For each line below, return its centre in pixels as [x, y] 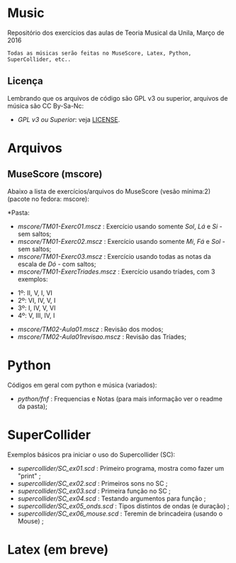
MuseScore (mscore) [55, 174]
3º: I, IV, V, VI [36, 308]
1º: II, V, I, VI [35, 293]
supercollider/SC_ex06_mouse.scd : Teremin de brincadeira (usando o [120, 513]
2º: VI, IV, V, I [36, 300]
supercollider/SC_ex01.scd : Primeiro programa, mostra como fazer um [121, 468]
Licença [26, 81]
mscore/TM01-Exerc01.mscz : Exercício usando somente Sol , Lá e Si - [120, 226]
